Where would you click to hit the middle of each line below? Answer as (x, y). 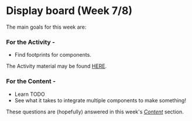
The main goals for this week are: (46, 27)
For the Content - (31, 81)
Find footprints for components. (53, 55)
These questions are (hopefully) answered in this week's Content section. (95, 112)
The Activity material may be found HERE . (56, 66)
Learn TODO (30, 94)
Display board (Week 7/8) (69, 11)
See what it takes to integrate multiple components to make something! (100, 100)
